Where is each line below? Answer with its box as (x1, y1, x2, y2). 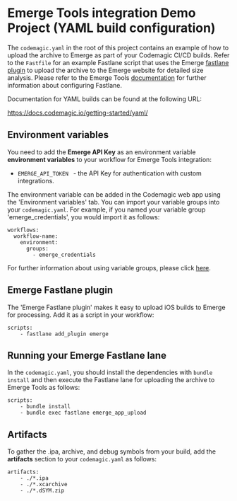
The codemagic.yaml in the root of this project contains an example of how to (7, 43, 229, 52)
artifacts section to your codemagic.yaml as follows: (7, 455, 157, 463)
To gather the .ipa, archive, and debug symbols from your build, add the (7, 447, 217, 456)
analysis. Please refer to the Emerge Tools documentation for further (7, 73, 207, 82)
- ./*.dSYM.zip (20, 487, 65, 495)
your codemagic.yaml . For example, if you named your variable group (7, 205, 206, 214)
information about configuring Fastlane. (7, 81, 122, 89)
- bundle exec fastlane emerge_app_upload (20, 409, 147, 417)
